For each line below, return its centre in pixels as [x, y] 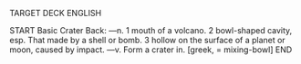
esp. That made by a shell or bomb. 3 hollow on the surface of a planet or [147, 40]
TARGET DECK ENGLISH [56, 13]
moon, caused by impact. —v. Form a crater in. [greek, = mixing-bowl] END [151, 50]
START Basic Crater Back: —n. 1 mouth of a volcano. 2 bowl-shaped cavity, [151, 30]
